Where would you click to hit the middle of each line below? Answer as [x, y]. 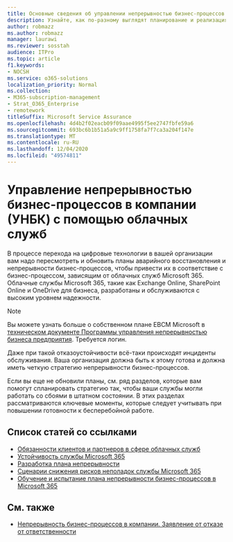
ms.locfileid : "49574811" [44, 156]
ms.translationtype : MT [42, 136]
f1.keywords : [26, 65]
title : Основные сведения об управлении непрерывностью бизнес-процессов [116, 14]
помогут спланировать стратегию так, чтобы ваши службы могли [105, 388]
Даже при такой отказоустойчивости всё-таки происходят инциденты [112, 353]
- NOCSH [18, 71]
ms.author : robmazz [35, 33]
